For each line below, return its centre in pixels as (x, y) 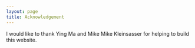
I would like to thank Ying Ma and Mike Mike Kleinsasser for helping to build (98, 33)
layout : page (22, 11)
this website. (22, 40)
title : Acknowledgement (35, 17)
